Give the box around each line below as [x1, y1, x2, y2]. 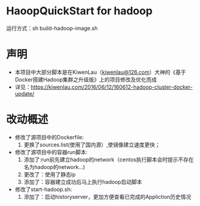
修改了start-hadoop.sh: [14, 186, 72, 193]
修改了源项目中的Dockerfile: [14, 133, 84, 141]
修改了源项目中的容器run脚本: [14, 148, 88, 155]
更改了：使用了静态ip [23, 171, 76, 178]
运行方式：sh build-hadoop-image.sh [6, 24, 98, 32]
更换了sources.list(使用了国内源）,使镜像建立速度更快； [23, 141, 161, 148]
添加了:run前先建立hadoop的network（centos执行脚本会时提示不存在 [23, 156, 194, 163]
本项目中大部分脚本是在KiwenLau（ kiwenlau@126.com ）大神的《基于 [14, 68, 186, 76]
